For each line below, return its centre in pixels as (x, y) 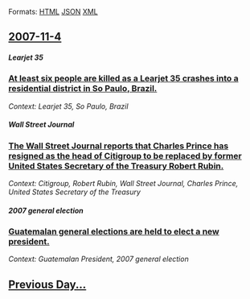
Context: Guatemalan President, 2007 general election (98, 259)
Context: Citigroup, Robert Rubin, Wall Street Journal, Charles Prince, (123, 184)
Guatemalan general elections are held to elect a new (114, 231)
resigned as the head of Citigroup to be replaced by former (125, 156)
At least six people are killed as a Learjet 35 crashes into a (123, 78)
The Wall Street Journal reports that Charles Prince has (119, 146)
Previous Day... (47, 284)
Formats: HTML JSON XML (53, 12)
